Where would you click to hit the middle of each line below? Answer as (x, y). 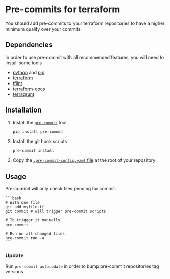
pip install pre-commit (38, 132)
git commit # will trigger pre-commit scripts (56, 212)
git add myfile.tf (25, 207)
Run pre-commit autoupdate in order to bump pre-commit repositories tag (82, 266)
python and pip (29, 72)
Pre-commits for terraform (63, 9)
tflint (17, 83)
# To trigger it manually (33, 220)
